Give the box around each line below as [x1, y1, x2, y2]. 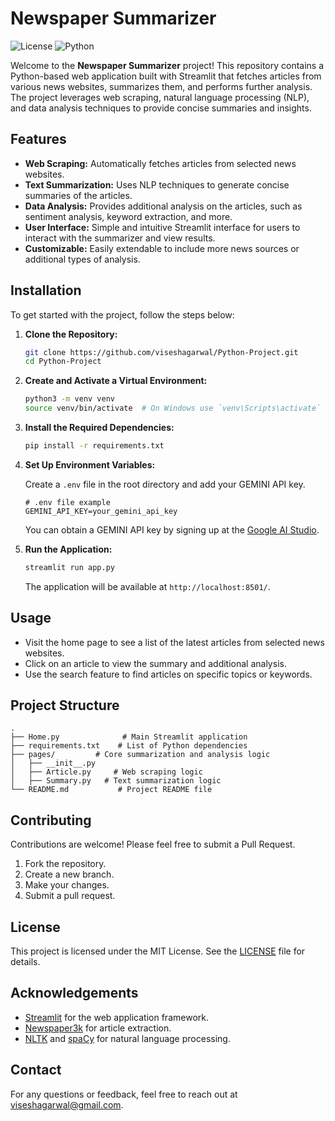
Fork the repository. [24, 858, 107, 870]
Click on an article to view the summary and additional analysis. [24, 657, 287, 669]
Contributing [10, 812, 92, 829]
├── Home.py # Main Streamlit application [10, 732, 248, 742]
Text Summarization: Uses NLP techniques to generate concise [24, 178, 290, 191]
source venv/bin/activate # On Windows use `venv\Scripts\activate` [24, 403, 322, 414]
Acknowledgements [10, 985, 139, 1002]
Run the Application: [24, 543, 113, 555]
